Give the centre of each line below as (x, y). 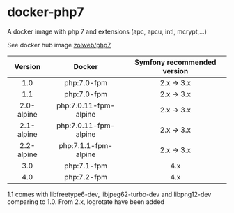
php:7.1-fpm (86, 166)
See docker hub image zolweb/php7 (59, 45)
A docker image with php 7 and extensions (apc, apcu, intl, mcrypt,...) (107, 31)
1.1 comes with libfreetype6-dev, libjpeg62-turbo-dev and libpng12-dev (109, 194)
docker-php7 (46, 12)
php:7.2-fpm (86, 177)
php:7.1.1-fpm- (86, 145)
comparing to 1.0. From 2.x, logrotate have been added (86, 201)
